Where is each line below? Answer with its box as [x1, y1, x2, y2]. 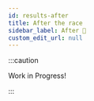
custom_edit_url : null [8, 33, 83, 42]
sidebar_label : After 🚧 [8, 26, 87, 34]
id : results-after [8, 11, 69, 20]
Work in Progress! [8, 71, 67, 80]
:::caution [8, 56, 39, 65]
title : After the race [8, 19, 83, 27]
